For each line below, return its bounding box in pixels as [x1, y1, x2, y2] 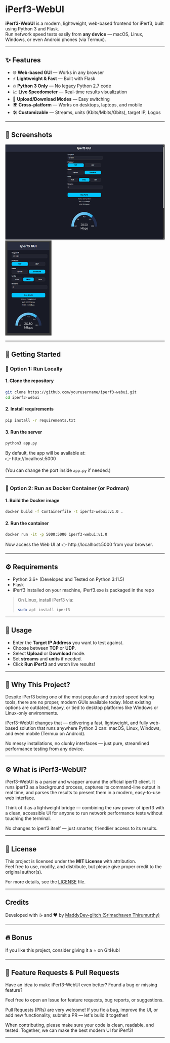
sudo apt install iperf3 [17, 607, 70, 612]
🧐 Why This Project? [5, 680, 70, 689]
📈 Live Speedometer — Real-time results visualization [12, 89, 127, 95]
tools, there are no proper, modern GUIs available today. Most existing [5, 699, 151, 705]
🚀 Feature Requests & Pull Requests [5, 968, 120, 977]
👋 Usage [5, 626, 32, 635]
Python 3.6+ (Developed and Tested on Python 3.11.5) [12, 576, 125, 582]
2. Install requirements [5, 406, 54, 412]
